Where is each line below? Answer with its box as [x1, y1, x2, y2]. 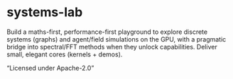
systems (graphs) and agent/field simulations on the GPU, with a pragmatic [6, 35, 227, 43]
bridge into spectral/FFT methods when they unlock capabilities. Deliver [6, 42, 217, 51]
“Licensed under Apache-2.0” [6, 63, 94, 72]
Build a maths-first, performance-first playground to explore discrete [6, 28, 207, 36]
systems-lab [6, 4, 83, 20]
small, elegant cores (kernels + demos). [6, 50, 123, 59]
